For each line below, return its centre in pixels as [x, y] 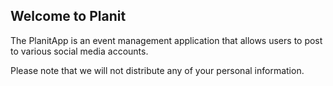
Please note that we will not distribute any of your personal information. [157, 70]
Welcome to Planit [68, 16]
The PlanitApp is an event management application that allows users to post [166, 40]
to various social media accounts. [79, 51]
